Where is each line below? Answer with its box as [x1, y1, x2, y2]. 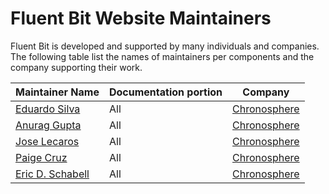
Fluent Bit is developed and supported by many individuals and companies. [10, 40, 320, 52]
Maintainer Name [15, 85, 100, 99]
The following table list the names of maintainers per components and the [10, 50, 315, 62]
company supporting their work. [10, 61, 143, 73]
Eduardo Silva [15, 102, 81, 116]
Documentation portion [108, 85, 223, 99]
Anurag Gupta [15, 118, 82, 132]
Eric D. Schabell [15, 167, 90, 181]
